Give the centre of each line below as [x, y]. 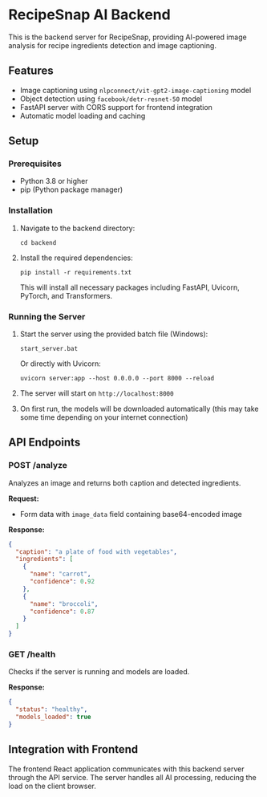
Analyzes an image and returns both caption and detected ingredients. [125, 482]
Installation [31, 210]
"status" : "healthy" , [52, 710]
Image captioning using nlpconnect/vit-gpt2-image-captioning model [136, 90]
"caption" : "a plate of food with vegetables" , [97, 551]
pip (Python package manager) [71, 189]
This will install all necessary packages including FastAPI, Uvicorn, [130, 287]
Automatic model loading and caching [83, 116]
